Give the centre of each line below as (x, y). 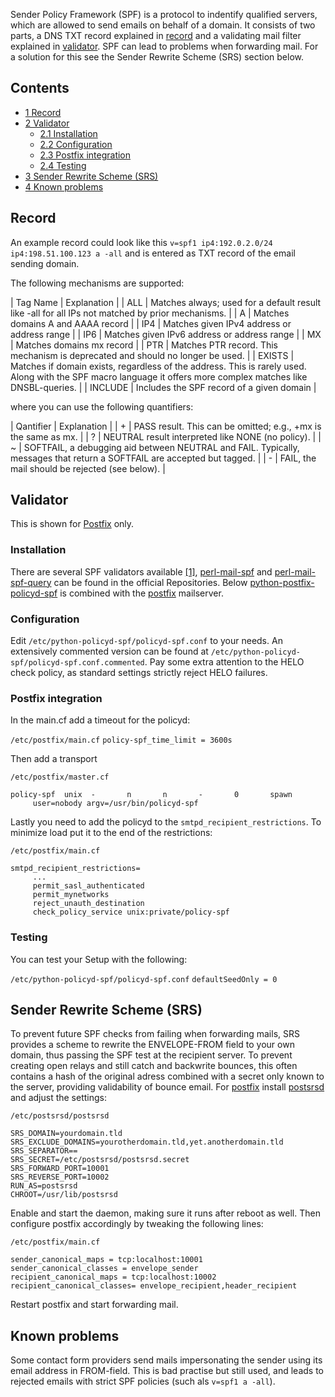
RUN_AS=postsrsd (44, 1186)
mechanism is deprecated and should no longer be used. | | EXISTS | (152, 355)
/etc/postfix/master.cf (60, 777)
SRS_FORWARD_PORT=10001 (60, 1169)
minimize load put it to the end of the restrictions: (111, 833)
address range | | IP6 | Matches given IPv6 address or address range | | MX (166, 334)
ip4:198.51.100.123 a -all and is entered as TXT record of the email (153, 253)
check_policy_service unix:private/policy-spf (131, 912)
